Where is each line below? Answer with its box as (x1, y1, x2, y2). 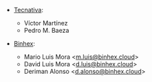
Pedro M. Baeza (23, 27, 69, 34)
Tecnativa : (13, 6, 43, 14)
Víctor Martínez (23, 19, 68, 27)
